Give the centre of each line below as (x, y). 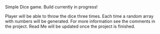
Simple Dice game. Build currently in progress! (51, 7)
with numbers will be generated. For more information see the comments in (80, 21)
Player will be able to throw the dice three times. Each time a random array (79, 16)
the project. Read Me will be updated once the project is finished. (70, 26)
